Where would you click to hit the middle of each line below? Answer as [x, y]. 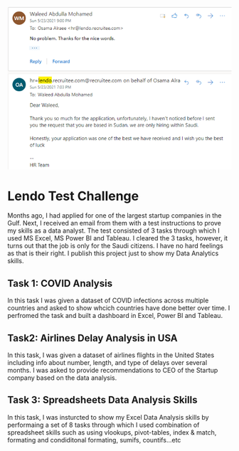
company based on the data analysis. [62, 378]
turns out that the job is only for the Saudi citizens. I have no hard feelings [116, 246]
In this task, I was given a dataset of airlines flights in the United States [111, 355]
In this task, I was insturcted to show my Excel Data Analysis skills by [108, 417]
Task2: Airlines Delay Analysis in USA [92, 338]
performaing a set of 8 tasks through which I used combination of [103, 425]
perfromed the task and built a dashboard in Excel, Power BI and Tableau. [115, 316]
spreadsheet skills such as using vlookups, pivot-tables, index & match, [112, 432]
